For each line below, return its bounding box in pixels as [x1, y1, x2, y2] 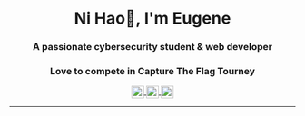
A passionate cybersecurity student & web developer [32, 41, 272, 53]
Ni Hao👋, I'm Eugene [74, 8, 231, 29]
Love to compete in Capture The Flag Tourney [49, 65, 256, 78]
